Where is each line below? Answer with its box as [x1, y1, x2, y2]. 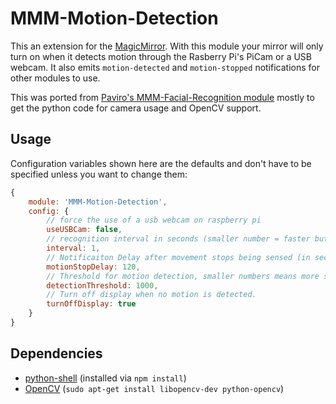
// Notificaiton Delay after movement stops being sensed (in [46, 252, 311, 262]
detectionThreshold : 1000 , [46, 280, 159, 291]
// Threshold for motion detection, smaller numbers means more [46, 271, 320, 281]
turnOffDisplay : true [46, 299, 137, 309]
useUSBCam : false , [46, 225, 123, 235]
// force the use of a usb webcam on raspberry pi [46, 215, 262, 226]
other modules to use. [10, 72, 101, 84]
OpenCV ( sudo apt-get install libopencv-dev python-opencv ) [24, 382, 285, 394]
